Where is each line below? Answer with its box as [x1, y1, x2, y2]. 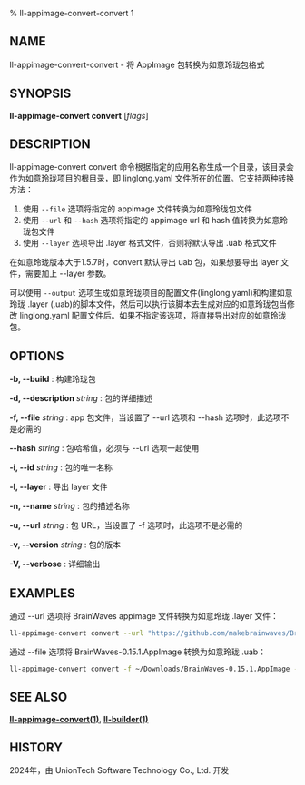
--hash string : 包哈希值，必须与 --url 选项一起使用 [9, 443, 200, 454]
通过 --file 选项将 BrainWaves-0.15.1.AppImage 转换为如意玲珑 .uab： [9, 646, 266, 657]
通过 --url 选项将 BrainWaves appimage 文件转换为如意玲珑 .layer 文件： [9, 611, 280, 622]
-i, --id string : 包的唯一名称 [9, 462, 113, 473]
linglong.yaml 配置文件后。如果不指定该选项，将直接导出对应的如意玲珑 [19, 310, 287, 321]
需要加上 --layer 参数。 [25, 268, 112, 280]
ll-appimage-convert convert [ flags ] [9, 110, 149, 121]
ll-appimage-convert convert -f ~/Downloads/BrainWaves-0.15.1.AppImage [9, 664, 290, 673]
